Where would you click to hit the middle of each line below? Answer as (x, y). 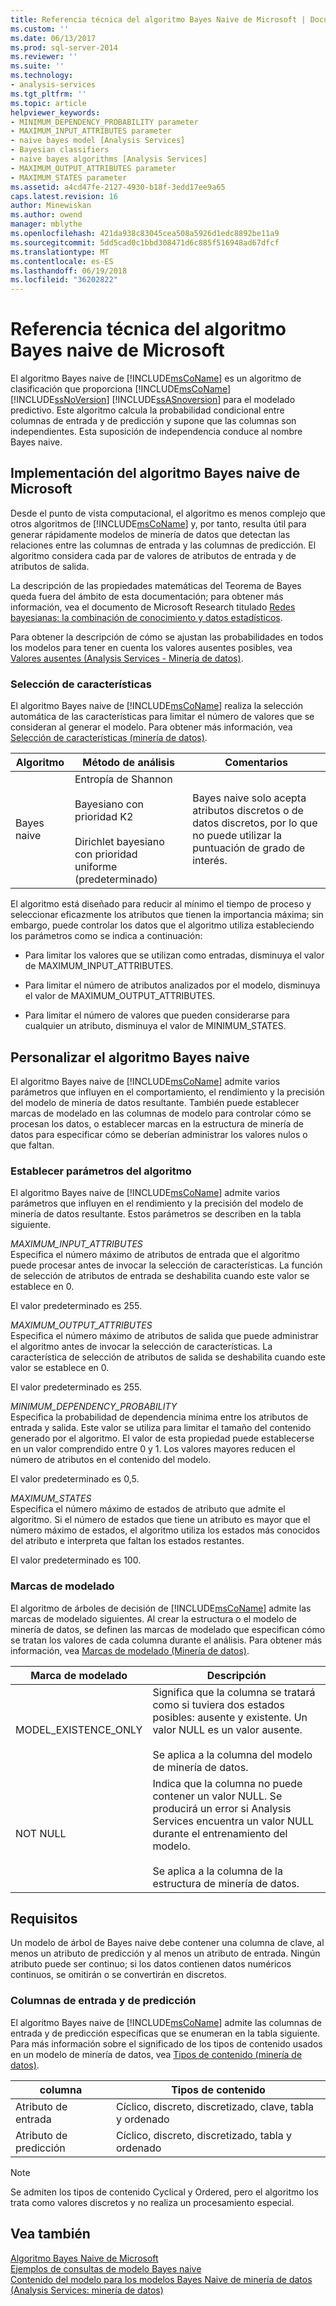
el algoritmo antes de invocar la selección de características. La (141, 1347)
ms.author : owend (46, 215)
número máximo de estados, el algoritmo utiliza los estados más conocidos (165, 1530)
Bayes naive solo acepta (249, 798)
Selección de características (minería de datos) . (109, 738)
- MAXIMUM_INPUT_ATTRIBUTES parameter (91, 131)
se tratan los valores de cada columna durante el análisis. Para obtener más (166, 1640)
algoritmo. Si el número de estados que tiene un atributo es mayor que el (160, 1520)
